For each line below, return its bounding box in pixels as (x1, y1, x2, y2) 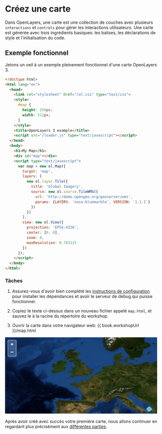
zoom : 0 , (26, 235, 44, 240)
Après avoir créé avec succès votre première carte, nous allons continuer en (5, 418, 158, 424)
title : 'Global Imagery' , (30, 184, 83, 189)
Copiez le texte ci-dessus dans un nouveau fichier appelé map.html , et (12, 308, 152, 314)
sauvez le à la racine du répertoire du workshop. (12, 313, 109, 319)
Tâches (5, 277, 23, 284)
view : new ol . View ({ (22, 220, 64, 225)
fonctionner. (12, 299, 36, 305)
